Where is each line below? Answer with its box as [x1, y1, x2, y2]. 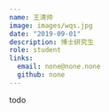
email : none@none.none [17, 63, 101, 71]
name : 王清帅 [9, 12, 53, 22]
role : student [9, 46, 62, 55]
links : [9, 54, 34, 63]
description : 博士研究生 [9, 37, 95, 47]
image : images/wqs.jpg [9, 21, 93, 30]
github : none [17, 71, 66, 79]
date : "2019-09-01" [9, 29, 82, 38]
